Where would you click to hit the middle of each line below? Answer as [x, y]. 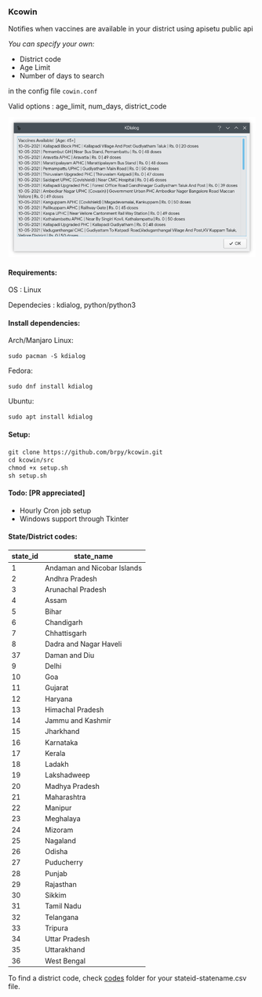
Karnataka [62, 742]
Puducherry [64, 863]
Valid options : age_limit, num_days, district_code [87, 106]
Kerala [55, 753]
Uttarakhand [65, 950]
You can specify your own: [51, 44]
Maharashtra [65, 797]
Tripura [57, 928]
